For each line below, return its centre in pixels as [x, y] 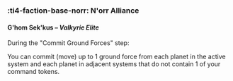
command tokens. [34, 72]
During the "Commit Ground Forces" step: [68, 43]
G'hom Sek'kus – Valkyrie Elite [53, 27]
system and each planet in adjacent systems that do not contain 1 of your [114, 64]
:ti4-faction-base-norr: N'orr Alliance [73, 11]
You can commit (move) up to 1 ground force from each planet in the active [116, 57]
